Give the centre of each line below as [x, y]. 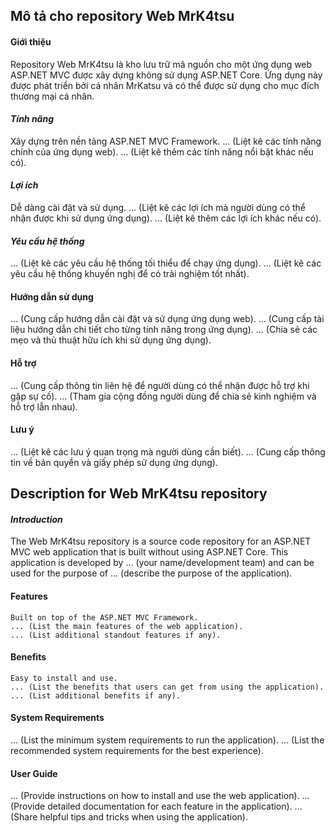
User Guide [34, 773]
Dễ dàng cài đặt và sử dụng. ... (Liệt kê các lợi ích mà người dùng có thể [158, 207]
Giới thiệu [31, 41]
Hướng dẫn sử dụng [52, 296]
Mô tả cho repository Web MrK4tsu [122, 16]
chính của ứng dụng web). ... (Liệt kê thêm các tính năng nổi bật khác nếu [162, 151]
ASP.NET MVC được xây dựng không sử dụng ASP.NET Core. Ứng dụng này [166, 75]
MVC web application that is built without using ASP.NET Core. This [149, 552]
